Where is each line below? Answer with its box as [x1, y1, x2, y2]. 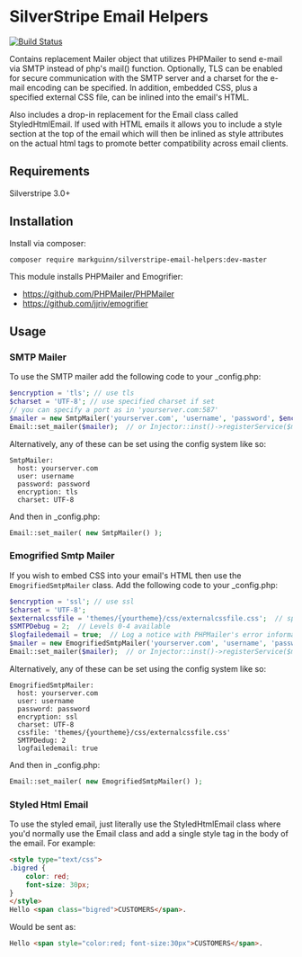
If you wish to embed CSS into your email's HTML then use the [9, 569, 242, 581]
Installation [9, 214, 74, 229]
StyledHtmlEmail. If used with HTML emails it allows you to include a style [9, 119, 283, 130]
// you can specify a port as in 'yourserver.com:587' [9, 406, 219, 415]
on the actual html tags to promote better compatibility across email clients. [9, 138, 289, 148]
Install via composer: [9, 237, 87, 248]
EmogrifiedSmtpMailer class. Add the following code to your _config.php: [9, 579, 279, 590]
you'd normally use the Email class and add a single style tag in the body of [9, 828, 289, 839]
